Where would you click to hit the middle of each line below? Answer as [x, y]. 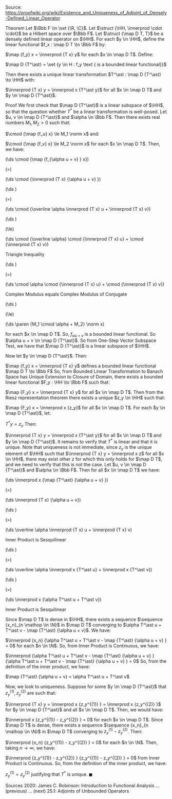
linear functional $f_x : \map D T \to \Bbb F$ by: [56, 45]
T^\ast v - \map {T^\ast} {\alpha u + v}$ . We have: [58, 630]
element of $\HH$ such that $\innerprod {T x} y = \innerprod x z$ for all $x [85, 453]
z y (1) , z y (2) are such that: [31, 693]
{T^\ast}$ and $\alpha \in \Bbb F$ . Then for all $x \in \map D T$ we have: [83, 470]
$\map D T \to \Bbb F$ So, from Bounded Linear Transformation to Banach [84, 371]
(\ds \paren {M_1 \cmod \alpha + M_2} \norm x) [55, 324]
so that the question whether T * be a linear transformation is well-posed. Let [86, 111]
